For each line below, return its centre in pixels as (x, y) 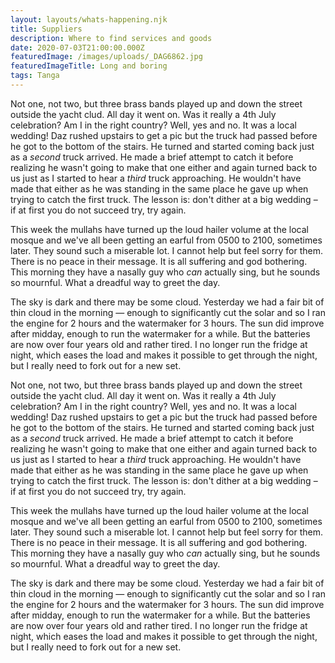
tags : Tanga (35, 76)
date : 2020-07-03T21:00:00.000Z (77, 47)
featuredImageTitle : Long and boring (89, 66)
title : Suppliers (46, 29)
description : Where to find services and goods (111, 38)
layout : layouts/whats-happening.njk (89, 19)
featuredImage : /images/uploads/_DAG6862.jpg (106, 57)
